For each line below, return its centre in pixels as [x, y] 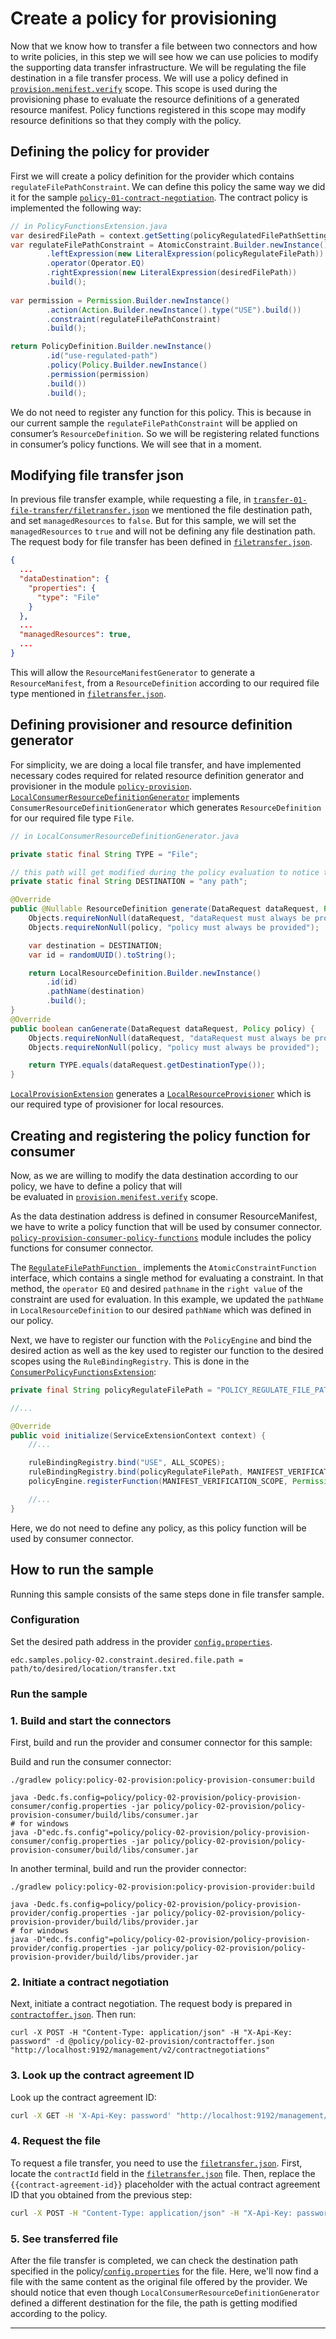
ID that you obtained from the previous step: [101, 2194]
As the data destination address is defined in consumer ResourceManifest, [164, 1216]
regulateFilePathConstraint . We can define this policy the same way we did [168, 186]
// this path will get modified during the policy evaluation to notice [165, 872]
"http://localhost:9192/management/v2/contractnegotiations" [140, 2050]
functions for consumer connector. [82, 1248]
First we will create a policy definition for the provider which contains [152, 176]
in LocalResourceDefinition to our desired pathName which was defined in [161, 1309]
